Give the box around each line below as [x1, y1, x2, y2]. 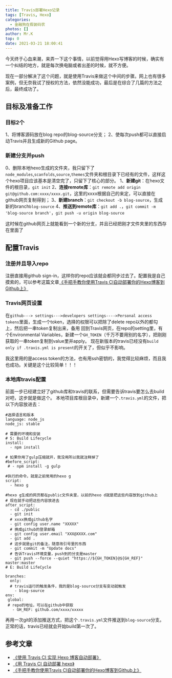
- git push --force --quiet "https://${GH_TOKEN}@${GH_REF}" [10, 556, 143, 561]
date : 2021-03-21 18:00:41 [5, 41, 63, 46]
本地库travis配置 [5, 376, 46, 383]
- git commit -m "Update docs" [10, 546, 77, 551]
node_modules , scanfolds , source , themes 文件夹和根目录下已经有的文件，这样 [5, 171, 161, 177]
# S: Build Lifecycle [5, 436, 52, 441]
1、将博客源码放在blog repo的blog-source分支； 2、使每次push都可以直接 [5, 131, 162, 138]
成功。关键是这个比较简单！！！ [9, 361, 77, 367]
